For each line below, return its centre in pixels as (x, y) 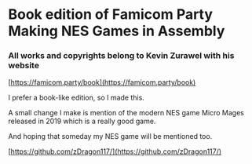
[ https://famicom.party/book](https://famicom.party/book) (102, 82)
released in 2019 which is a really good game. (82, 121)
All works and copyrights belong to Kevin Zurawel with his (121, 56)
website (24, 66)
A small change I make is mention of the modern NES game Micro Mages (126, 113)
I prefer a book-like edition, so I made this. (77, 98)
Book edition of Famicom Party (111, 15)
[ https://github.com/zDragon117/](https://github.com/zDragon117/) (115, 151)
